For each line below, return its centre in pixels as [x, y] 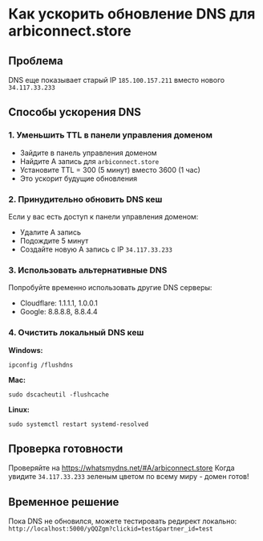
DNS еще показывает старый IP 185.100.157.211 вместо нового [117, 80]
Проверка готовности [66, 448]
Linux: [19, 409]
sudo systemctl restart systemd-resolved [79, 424]
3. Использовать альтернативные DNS [88, 270]
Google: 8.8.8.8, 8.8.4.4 [59, 312]
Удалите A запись [51, 232]
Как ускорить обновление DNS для [132, 14]
